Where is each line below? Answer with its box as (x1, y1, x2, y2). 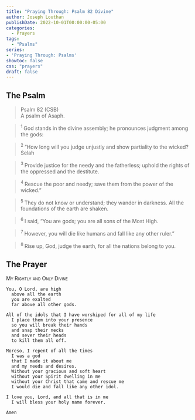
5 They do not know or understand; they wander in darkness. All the (20, 198, 184, 206)
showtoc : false (6, 58, 43, 63)
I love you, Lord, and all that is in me (6, 394, 109, 400)
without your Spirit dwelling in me (11, 374, 101, 379)
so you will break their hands (11, 322, 88, 328)
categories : (6, 25, 35, 31)
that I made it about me (11, 358, 72, 364)
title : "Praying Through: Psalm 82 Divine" (6, 8, 114, 15)
